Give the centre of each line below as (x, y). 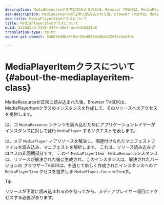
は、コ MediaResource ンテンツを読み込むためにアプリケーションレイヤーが (80, 124)
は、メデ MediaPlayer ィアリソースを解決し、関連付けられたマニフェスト (78, 141)
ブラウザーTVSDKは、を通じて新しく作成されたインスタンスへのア (90, 165)
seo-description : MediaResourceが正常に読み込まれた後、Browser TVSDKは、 (78, 14)
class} (18, 88)
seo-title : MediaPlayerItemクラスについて (46, 19)
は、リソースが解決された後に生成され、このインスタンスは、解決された (78, 159)
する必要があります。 (35, 197)
